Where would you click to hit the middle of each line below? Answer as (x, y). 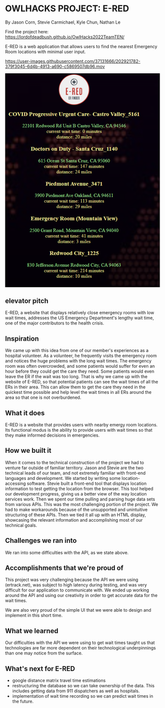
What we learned (32, 631)
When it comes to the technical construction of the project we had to (75, 462)
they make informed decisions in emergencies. (52, 435)
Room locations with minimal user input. (45, 52)
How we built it (28, 451)
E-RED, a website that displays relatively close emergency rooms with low (80, 313)
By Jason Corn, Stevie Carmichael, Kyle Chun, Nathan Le (63, 22)
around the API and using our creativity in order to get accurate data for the (82, 595)
